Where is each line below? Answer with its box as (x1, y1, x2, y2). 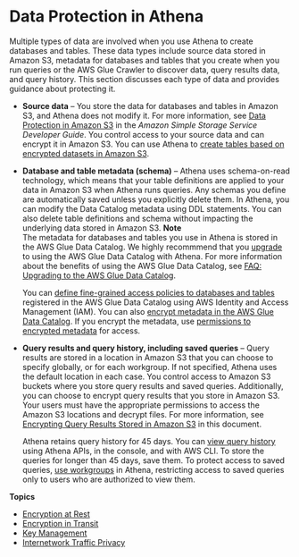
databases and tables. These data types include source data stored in (9, 45, 266, 55)
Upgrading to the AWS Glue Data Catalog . (21, 270, 177, 281)
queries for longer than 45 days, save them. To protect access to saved (21, 454, 286, 466)
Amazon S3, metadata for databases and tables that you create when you (9, 55, 279, 65)
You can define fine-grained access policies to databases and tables (21, 287, 275, 298)
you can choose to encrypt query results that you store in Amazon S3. (21, 390, 280, 401)
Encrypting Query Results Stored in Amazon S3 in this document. (21, 418, 262, 429)
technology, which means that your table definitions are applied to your (21, 174, 285, 185)
